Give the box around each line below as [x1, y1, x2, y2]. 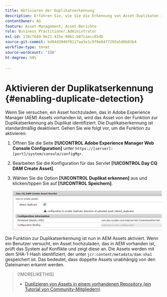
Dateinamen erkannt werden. [5, 261, 65, 268]
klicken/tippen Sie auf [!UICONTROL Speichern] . [12, 180, 113, 186]
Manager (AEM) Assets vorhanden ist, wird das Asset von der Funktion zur [5, 115, 158, 121]
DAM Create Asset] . [12, 165, 55, 171]
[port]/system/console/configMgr [12, 151, 82, 156]
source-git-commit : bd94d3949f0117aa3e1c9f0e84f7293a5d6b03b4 [5, 40, 137, 45]
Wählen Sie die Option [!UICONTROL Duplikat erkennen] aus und [12, 175, 148, 181]
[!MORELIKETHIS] [17, 271, 54, 277]
